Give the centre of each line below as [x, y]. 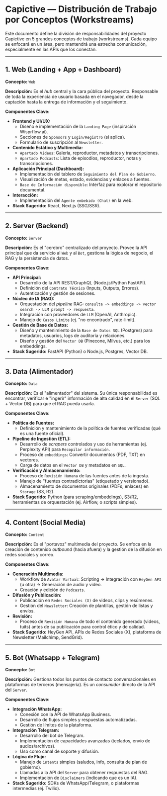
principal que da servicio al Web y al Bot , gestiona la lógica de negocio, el [79, 253]
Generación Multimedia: [38, 574]
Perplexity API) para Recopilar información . [65, 449]
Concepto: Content [25, 534]
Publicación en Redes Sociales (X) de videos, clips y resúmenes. [87, 601]
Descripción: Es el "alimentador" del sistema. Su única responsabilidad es [81, 393]
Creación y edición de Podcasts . [52, 590]
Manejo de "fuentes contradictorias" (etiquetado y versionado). [85, 481]
